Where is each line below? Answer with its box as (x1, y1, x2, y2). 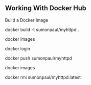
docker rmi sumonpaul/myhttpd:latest (5, 74, 81, 80)
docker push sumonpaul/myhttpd (5, 55, 72, 61)
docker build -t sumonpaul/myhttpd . (5, 27, 79, 32)
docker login (5, 46, 30, 52)
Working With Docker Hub (5, 4, 87, 12)
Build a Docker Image (5, 17, 48, 23)
